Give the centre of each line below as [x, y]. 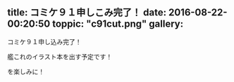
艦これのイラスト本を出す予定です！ [60, 56]
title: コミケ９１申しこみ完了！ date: [87, 13]
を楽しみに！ [26, 71]
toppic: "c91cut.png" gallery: [118, 24]
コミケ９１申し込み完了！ [44, 41]
